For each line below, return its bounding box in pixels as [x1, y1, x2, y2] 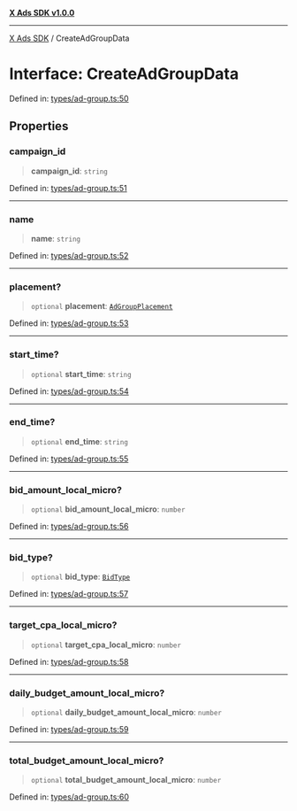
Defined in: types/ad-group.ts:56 [9, 521, 129, 532]
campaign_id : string [30, 166, 108, 176]
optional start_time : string [30, 368, 132, 379]
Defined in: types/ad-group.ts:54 [9, 385, 130, 397]
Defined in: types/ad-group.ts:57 [9, 589, 129, 599]
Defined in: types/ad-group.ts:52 [9, 250, 129, 260]
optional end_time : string [30, 436, 128, 446]
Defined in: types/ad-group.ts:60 [9, 792, 130, 802]
